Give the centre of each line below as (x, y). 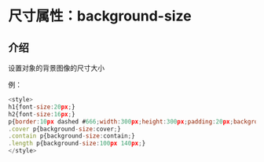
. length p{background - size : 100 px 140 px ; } (77, 144)
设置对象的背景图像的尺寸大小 (56, 68)
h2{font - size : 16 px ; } (42, 114)
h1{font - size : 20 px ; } (42, 107)
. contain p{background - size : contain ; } (71, 136)
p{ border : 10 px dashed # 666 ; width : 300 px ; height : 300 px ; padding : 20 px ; (121, 121)
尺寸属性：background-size (100, 16)
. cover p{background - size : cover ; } (65, 129)
